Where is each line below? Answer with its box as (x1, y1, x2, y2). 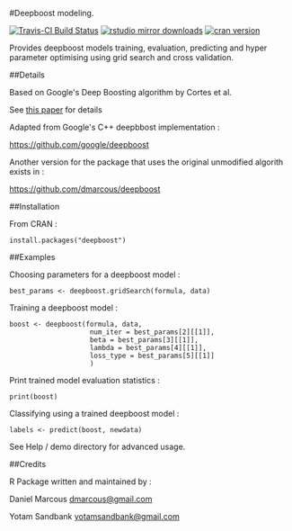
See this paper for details (9, 104, 103, 115)
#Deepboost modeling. (9, 8, 94, 18)
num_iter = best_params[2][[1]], (89, 328, 216, 337)
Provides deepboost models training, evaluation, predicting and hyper (9, 42, 268, 53)
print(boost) (9, 392, 58, 401)
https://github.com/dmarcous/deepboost (9, 184, 161, 194)
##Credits (9, 459, 47, 469)
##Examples (9, 252, 56, 262)
